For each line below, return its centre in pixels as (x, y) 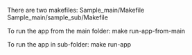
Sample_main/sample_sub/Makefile (58, 17)
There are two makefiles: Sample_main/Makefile (76, 10)
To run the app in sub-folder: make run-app (69, 44)
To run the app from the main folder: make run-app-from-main (96, 31)
